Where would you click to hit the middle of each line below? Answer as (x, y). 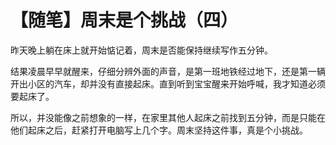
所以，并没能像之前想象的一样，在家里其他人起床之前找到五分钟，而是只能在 (168, 117)
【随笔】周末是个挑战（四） (124, 20)
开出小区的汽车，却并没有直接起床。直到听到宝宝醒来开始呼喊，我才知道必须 (168, 83)
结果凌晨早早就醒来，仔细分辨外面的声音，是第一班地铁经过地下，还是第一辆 (168, 71)
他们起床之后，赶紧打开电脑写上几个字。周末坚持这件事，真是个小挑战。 (159, 130)
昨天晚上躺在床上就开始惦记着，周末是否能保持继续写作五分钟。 (141, 50)
